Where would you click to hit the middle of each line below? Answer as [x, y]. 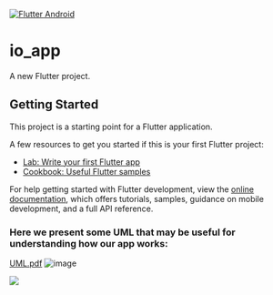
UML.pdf [26, 263]
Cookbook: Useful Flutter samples [86, 171]
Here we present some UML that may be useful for [122, 232]
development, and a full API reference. [81, 209]
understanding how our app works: [89, 243]
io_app [35, 51]
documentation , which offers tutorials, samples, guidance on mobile [136, 198]
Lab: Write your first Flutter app [81, 162]
